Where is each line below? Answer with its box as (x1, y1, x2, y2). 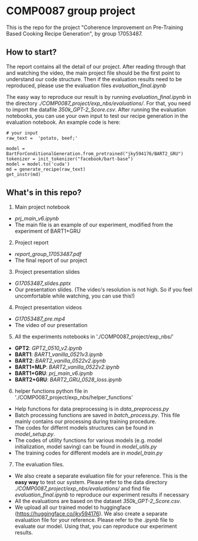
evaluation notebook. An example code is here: (6, 119, 121, 126)
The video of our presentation (14, 321, 87, 328)
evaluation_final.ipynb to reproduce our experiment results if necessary (14, 491, 189, 498)
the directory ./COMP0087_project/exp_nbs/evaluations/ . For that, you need (6, 100, 191, 107)
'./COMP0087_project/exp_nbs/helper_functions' (14, 393, 133, 401)
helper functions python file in (14, 387, 88, 395)
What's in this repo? (6, 188, 82, 198)
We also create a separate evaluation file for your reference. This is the (14, 472, 188, 479)
